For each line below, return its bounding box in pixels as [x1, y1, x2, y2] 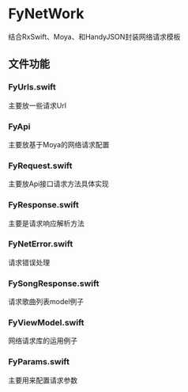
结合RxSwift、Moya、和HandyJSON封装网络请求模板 [8, 32, 181, 41]
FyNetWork [8, 5, 85, 23]
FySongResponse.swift [8, 278, 100, 289]
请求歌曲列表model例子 [8, 297, 85, 306]
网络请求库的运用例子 [8, 336, 77, 345]
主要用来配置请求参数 [8, 375, 77, 385]
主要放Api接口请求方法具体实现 [8, 179, 109, 188]
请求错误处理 [8, 257, 50, 267]
